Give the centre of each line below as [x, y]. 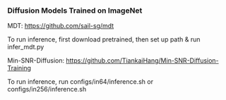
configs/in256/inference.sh [47, 89]
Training [19, 68]
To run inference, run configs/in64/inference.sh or [81, 82]
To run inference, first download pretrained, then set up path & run [104, 39]
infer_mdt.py [26, 47]
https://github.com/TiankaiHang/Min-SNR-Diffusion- [142, 61]
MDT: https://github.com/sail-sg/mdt [61, 26]
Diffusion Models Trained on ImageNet [75, 11]
